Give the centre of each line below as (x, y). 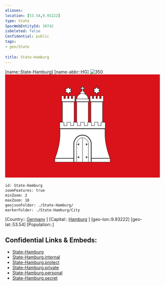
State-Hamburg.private (36, 267)
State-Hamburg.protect (36, 262)
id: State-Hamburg (24, 186)
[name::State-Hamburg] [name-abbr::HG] (47, 72)
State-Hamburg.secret (35, 278)
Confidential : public (27, 36)
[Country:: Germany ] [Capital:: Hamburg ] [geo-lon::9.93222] (68, 220)
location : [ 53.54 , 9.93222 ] (33, 16)
